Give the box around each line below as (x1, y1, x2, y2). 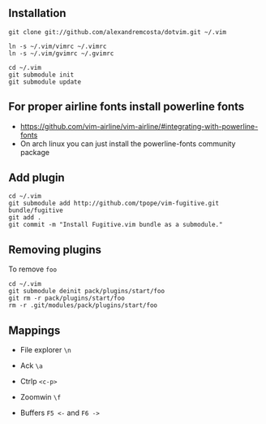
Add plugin (8, 171, 65, 185)
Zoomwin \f (19, 392, 62, 402)
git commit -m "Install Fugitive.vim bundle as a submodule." (8, 221, 223, 229)
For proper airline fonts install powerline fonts (8, 100, 245, 114)
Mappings (8, 323, 61, 337)
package (19, 147, 50, 157)
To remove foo (8, 264, 58, 275)
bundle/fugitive (8, 206, 63, 214)
